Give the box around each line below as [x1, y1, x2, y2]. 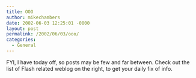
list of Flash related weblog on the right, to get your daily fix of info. [6, 65, 173, 72]
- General [11, 43, 36, 49]
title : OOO [6, 8, 34, 15]
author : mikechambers [6, 14, 61, 20]
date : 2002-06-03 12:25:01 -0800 [6, 20, 90, 26]
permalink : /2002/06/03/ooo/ [6, 31, 79, 37]
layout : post [6, 25, 39, 32]
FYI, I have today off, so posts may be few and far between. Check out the [6, 58, 190, 66]
